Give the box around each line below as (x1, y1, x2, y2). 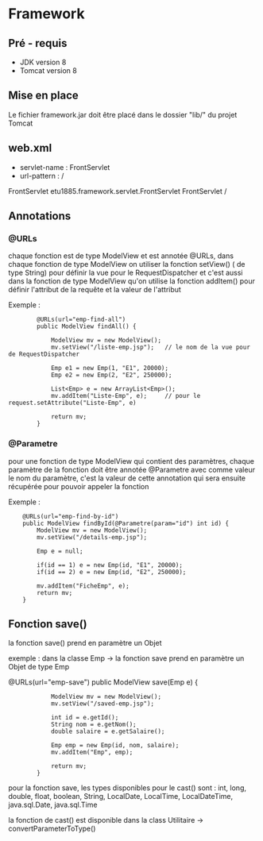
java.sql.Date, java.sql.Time (8, 800, 98, 810)
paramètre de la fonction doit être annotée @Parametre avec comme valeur (8, 465, 256, 474)
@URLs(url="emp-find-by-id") (22, 512, 119, 520)
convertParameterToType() (8, 824, 96, 834)
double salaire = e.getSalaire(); (50, 727, 165, 735)
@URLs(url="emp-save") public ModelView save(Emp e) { (8, 677, 199, 687)
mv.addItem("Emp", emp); (50, 748, 133, 757)
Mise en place (8, 89, 79, 102)
